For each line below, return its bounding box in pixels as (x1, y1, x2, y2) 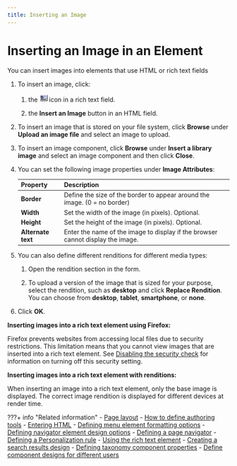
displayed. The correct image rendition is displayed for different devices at (7, 392, 224, 400)
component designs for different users (7, 450, 119, 459)
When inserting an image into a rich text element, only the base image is (7, 384, 217, 393)
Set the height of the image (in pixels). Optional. (63, 217, 202, 226)
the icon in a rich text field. (28, 95, 116, 104)
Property (20, 181, 48, 189)
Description (63, 181, 99, 189)
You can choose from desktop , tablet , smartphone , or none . (28, 293, 207, 301)
